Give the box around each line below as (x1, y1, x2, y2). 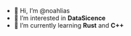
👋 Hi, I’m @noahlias (13, 7, 70, 15)
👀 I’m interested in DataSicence (13, 14, 106, 22)
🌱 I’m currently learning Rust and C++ (13, 21, 124, 29)
